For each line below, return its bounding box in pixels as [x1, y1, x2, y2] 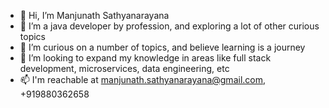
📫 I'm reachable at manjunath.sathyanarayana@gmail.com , [19, 74, 267, 85]
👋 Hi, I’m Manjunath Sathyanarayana [19, 10, 170, 21]
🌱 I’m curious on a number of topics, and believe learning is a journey [19, 41, 306, 53]
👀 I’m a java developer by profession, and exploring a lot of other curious [19, 20, 320, 32]
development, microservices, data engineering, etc [19, 63, 230, 74]
